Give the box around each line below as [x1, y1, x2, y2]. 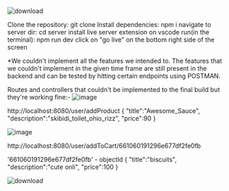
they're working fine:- [7, 93, 71, 101]
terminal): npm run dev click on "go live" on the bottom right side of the [7, 35, 215, 44]
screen [7, 43, 28, 51]
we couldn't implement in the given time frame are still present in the [7, 64, 207, 72]
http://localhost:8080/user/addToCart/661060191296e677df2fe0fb [7, 141, 201, 150]
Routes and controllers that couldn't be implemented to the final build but [7, 86, 221, 93]
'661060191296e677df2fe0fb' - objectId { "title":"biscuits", [7, 156, 177, 163]
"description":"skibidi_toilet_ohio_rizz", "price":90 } [7, 114, 156, 122]
